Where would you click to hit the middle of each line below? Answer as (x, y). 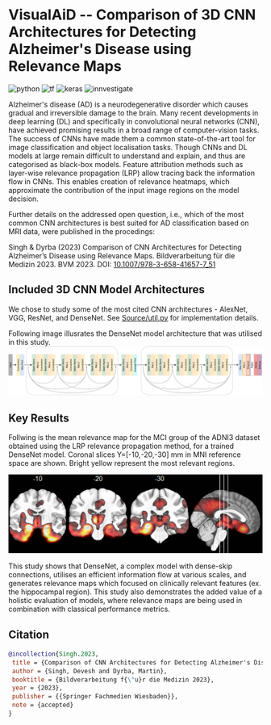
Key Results (39, 418)
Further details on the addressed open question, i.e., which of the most (126, 214)
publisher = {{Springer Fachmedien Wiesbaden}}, (95, 697)
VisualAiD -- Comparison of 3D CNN (132, 15)
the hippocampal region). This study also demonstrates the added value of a (135, 592)
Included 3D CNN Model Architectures (107, 289)
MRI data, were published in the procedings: (82, 231)
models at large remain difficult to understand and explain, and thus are (127, 156)
